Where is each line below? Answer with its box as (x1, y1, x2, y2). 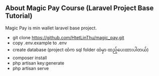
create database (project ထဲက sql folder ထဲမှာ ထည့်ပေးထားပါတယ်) (12, 47, 149, 53)
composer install (12, 55, 47, 61)
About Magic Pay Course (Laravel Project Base (5, 4, 154, 12)
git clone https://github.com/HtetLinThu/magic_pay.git (12, 34, 124, 40)
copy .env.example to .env (12, 40, 67, 46)
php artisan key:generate (12, 60, 65, 66)
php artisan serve (12, 65, 49, 71)
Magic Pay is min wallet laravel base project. (5, 25, 97, 31)
